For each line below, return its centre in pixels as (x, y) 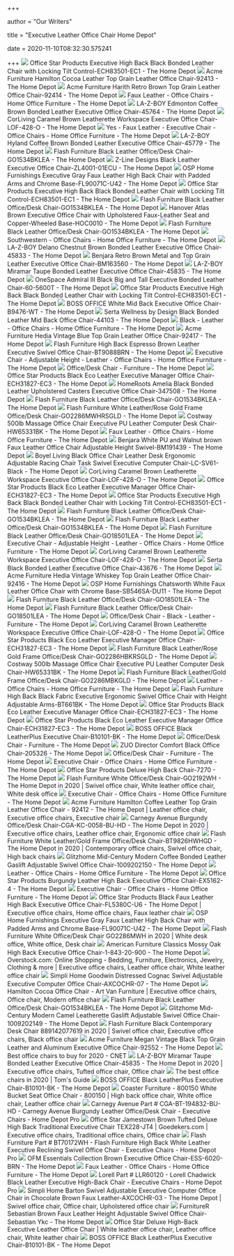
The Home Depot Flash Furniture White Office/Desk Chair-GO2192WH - (114, 778)
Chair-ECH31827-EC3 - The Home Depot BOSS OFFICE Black (100, 728)
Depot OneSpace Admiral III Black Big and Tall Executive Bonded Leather (116, 279)
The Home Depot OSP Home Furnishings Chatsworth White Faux (128, 584)
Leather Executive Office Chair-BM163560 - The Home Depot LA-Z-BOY (115, 264)
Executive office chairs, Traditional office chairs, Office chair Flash (107, 1135)
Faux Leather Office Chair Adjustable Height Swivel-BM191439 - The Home (115, 447)
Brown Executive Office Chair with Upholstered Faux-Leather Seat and (108, 215)
